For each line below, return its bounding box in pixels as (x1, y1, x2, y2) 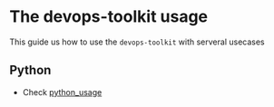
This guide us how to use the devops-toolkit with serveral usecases (9, 36, 265, 47)
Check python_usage (22, 86, 103, 97)
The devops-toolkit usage (9, 6, 209, 27)
